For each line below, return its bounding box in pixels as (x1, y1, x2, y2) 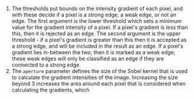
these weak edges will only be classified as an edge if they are (11, 55, 164, 62)
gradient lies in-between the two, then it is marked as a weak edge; (11, 49, 176, 55)
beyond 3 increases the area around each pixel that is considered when (11, 80, 186, 87)
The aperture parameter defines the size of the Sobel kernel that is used (11, 68, 188, 74)
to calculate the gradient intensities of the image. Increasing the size (11, 74, 178, 81)
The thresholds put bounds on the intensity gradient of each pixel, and (11, 5, 183, 12)
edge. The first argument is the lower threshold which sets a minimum (11, 18, 182, 24)
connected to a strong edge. (11, 61, 81, 68)
